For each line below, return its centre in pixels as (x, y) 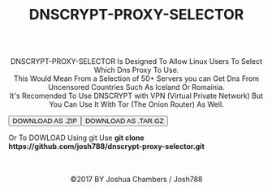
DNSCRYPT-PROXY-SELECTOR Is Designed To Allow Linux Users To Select (136, 61)
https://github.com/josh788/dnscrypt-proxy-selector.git (107, 146)
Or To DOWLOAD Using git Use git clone (76, 138)
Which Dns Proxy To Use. (136, 70)
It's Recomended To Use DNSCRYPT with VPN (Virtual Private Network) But (136, 95)
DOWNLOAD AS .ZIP (45, 121)
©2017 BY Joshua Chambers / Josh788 (136, 179)
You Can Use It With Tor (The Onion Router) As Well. (136, 104)
